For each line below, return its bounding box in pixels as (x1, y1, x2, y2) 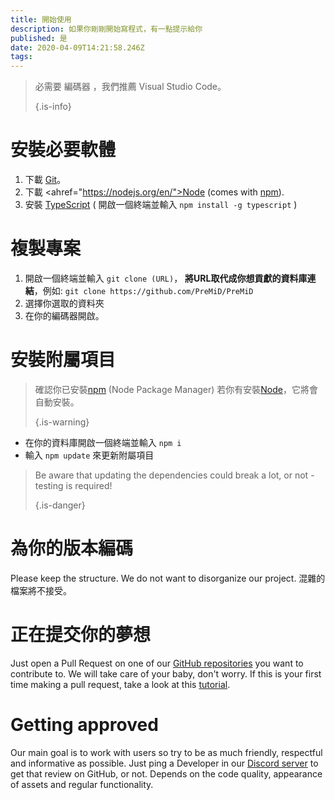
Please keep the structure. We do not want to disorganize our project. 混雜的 (10, 572, 326, 584)
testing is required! (34, 479, 113, 491)
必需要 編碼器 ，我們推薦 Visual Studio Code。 (34, 81, 227, 93)
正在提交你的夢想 (10, 624, 152, 646)
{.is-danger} (34, 499, 86, 511)
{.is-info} (34, 101, 72, 113)
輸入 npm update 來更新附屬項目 (24, 449, 155, 461)
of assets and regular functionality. (10, 778, 154, 790)
